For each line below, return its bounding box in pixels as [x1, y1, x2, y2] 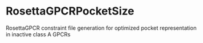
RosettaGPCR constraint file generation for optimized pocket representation [6, 24, 197, 31]
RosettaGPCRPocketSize [6, 4, 134, 18]
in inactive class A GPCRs [6, 30, 71, 38]
